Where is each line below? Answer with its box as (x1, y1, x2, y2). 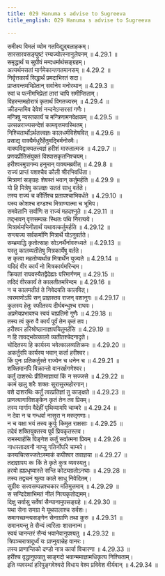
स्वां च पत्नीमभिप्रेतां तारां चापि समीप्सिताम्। (7, 89, 99, 98)
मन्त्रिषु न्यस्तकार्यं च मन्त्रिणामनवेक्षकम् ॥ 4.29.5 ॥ (7, 112, 118, 121)
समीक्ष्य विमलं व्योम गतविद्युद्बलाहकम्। (7, 42, 91, 50)
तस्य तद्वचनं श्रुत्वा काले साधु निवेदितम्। (7, 474, 92, 482)
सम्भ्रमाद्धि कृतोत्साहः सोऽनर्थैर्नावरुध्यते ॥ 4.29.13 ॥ (7, 238, 120, 246)
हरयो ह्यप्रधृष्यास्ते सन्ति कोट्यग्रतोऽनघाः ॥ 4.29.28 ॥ (7, 466, 126, 475)
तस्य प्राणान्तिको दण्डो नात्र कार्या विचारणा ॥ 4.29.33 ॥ (7, 545, 130, 553)
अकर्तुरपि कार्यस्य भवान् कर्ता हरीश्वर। (7, 348, 89, 357)
